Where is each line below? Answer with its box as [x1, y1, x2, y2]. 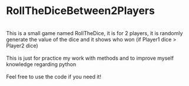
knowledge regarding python [6, 60, 77, 68]
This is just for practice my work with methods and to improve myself [6, 54, 174, 61]
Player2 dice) [6, 42, 38, 49]
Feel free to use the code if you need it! [6, 73, 102, 80]
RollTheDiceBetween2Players [6, 4, 155, 18]
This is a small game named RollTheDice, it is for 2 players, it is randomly [6, 29, 183, 36]
